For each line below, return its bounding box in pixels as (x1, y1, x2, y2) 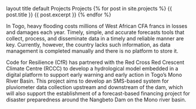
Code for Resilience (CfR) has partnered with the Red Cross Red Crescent (6, 59, 185, 66)
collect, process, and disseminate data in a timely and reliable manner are (6, 35, 184, 42)
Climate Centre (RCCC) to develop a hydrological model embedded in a (6, 65, 178, 72)
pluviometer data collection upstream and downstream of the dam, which (6, 84, 184, 90)
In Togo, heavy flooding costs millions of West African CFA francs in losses (6, 23, 188, 29)
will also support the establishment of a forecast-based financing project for (6, 90, 191, 97)
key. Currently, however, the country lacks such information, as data (6, 41, 171, 48)
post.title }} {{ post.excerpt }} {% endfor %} (6, 11, 111, 18)
